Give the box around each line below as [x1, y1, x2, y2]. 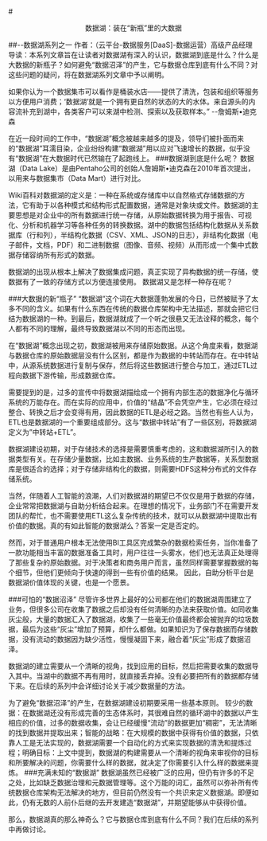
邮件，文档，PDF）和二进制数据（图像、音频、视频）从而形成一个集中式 [14, 241, 252, 249]
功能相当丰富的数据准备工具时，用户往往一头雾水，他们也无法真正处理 [21, 548, 252, 557]
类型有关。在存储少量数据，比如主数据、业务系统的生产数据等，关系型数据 [14, 454, 259, 464]
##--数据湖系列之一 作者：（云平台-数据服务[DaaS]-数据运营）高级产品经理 [8, 40, 253, 49]
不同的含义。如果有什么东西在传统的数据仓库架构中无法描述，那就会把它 [14, 304, 252, 313]
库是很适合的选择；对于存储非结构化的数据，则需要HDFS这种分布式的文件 [8, 464, 250, 473]
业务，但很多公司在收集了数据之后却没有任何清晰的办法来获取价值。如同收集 [8, 604, 259, 614]
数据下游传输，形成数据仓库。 [21, 370, 120, 380]
